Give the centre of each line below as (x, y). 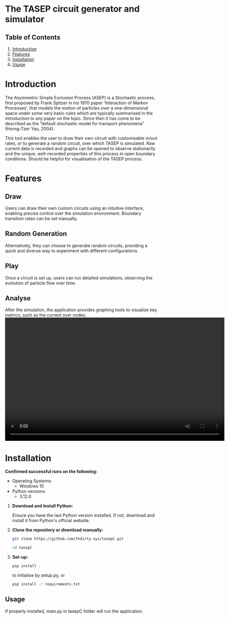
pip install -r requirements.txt (46, 584)
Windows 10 (32, 486)
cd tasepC (22, 548)
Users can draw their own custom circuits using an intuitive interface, (75, 208)
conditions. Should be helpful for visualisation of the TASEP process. (74, 159)
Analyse (18, 298)
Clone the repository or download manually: (57, 530)
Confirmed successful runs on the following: (51, 471)
